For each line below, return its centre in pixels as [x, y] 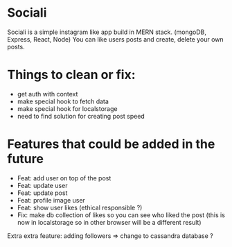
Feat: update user [42, 185]
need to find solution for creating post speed [81, 116]
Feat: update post [42, 193]
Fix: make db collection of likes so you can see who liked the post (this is [121, 215]
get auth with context [47, 94]
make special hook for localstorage [67, 108]
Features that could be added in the [111, 144]
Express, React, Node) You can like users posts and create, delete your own [115, 39]
